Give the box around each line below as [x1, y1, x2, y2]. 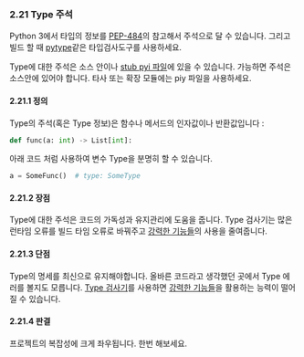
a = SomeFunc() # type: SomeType [9, 172, 142, 181]
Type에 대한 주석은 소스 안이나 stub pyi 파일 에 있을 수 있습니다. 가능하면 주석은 [9, 61, 292, 72]
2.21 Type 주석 [9, 7, 73, 20]
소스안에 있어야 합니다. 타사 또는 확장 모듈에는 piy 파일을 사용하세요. [9, 73, 252, 84]
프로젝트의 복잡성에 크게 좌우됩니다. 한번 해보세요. [9, 338, 188, 349]
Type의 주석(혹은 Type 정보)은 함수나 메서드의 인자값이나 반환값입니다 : [9, 117, 265, 129]
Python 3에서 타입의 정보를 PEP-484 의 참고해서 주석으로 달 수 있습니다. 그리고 [9, 30, 291, 42]
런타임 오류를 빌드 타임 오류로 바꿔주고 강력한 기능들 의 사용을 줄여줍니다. [9, 226, 267, 236]
